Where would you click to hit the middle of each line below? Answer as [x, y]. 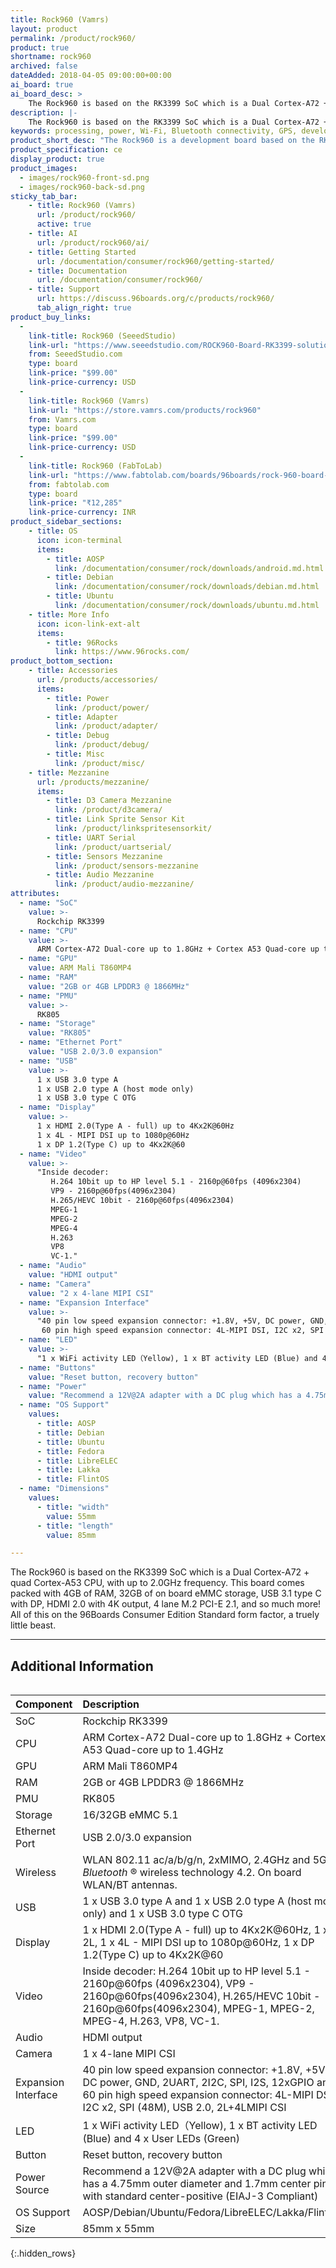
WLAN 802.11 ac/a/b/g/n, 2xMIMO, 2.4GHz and [196, 1860]
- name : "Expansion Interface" [84, 1302]
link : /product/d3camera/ [108, 810]
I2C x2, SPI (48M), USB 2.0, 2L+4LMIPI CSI [184, 2108]
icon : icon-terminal [79, 540]
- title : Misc [75, 754]
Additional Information [82, 1666]
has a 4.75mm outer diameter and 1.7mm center [197, 2184]
